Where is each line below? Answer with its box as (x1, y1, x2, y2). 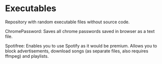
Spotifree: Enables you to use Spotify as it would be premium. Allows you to (5, 43, 157, 48)
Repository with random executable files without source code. (5, 19, 130, 25)
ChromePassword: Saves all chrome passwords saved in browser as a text (5, 28, 155, 34)
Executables (5, 3, 57, 14)
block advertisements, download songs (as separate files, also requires (5, 48, 149, 54)
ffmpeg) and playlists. (5, 53, 49, 59)
